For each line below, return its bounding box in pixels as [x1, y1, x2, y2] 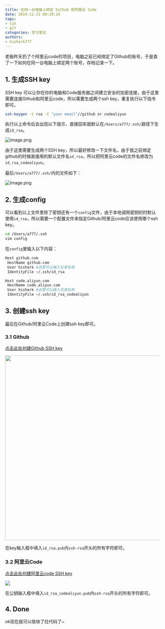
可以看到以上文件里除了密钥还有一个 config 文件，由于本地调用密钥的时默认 [5, 210, 156, 215]
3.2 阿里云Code [5, 559, 43, 565]
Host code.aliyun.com [5, 278, 50, 283]
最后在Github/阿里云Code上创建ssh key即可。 [5, 321, 98, 327]
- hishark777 [5, 39, 32, 44]
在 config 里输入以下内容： [5, 246, 57, 251]
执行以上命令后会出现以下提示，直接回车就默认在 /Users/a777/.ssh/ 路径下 [5, 121, 155, 127]
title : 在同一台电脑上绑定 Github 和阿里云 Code [5, 7, 97, 12]
